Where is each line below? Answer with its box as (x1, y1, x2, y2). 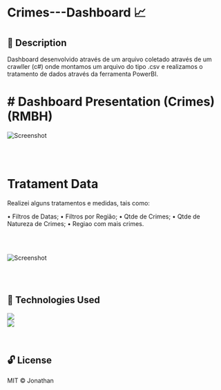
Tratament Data (7, 176, 99, 192)
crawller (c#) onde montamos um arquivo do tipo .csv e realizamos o (7, 63, 203, 70)
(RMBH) (7, 109, 53, 124)
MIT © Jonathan (7, 376, 54, 384)
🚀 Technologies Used (7, 294, 100, 306)
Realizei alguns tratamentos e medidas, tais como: (7, 198, 151, 207)
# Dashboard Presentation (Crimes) (7, 94, 215, 110)
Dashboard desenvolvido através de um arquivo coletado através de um (7, 55, 212, 63)
